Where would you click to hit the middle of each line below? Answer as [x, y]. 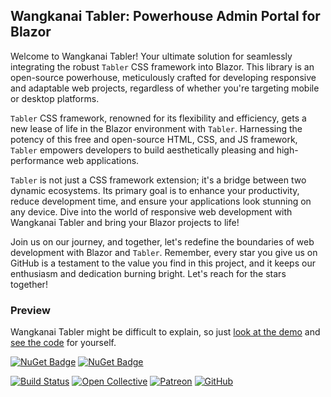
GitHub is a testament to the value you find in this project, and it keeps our [163, 263]
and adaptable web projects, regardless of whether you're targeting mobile [165, 88]
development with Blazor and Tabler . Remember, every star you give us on [164, 252]
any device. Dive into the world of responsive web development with [151, 211]
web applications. [103, 160]
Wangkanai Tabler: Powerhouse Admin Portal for [165, 16]
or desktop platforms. [55, 98]
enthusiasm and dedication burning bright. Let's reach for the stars [148, 273]
